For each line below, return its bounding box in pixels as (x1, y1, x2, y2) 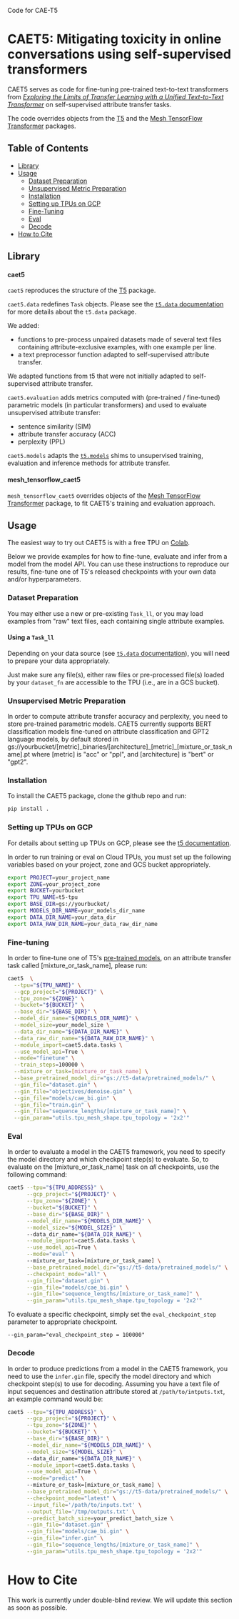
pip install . (7, 805, 50, 813)
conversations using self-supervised (7, 46, 232, 63)
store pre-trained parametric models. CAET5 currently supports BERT (7, 719, 212, 728)
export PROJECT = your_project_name (7, 874, 111, 881)
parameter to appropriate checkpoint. (7, 1317, 118, 1326)
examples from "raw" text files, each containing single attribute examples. (7, 617, 225, 625)
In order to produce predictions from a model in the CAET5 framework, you (7, 1364, 228, 1373)
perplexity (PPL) (17, 437, 66, 446)
